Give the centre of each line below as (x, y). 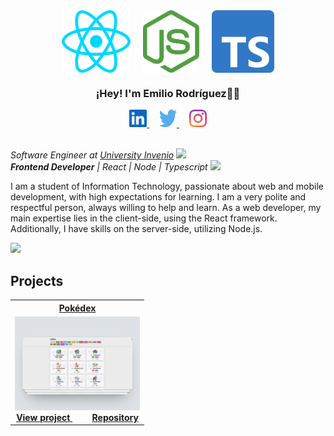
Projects (37, 280)
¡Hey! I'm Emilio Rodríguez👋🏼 (168, 93)
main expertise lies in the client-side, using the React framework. (144, 218)
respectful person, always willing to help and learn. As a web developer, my (166, 208)
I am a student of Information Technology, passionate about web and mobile (167, 186)
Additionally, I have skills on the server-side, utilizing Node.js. (136, 229)
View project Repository (77, 417)
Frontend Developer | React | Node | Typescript (109, 167)
